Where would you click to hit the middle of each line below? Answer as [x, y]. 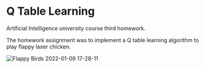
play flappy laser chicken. [39, 47]
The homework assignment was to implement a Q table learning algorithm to [102, 40]
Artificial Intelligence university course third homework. [76, 28]
